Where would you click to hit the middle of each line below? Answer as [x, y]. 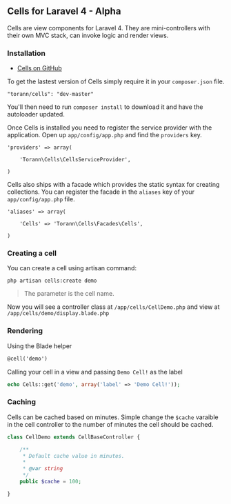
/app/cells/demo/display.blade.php [58, 314]
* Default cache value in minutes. [74, 456]
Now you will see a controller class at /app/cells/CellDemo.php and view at [113, 307]
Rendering [25, 331]
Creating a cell [32, 253]
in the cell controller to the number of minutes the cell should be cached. [110, 424]
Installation [27, 53]
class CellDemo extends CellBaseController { [73, 437]
